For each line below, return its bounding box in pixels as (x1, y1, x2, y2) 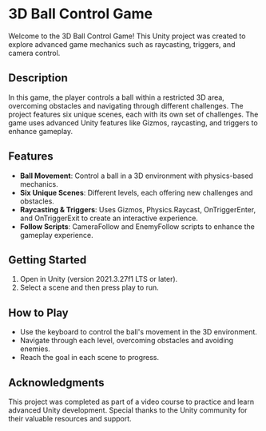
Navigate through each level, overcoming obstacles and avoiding (19, 336, 234, 346)
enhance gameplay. (8, 126, 73, 136)
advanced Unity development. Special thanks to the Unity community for (8, 405, 248, 415)
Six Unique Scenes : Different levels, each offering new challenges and (19, 188, 253, 197)
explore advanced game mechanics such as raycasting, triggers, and (8, 39, 236, 49)
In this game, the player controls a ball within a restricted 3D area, (8, 93, 225, 102)
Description (8, 71, 68, 85)
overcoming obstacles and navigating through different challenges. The (8, 101, 244, 110)
